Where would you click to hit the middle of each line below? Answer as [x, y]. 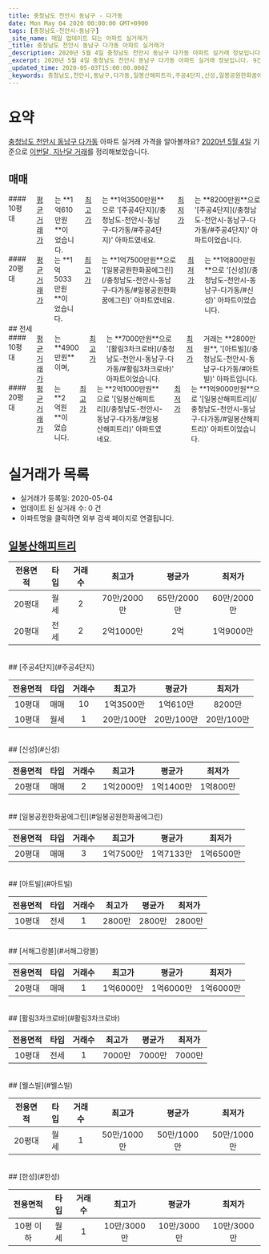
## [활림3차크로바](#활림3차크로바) [64, 1018]
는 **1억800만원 [230, 260]
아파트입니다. [237, 379]
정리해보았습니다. [122, 151]
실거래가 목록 [49, 475]
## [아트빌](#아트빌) [41, 884]
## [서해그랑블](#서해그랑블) [53, 951]
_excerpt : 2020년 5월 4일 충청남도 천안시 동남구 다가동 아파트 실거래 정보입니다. [129, 61]
